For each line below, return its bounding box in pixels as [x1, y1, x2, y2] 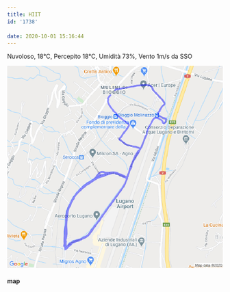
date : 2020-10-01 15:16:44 [7, 33, 84, 40]
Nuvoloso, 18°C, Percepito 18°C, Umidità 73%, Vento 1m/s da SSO [7, 52, 193, 61]
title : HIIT [7, 11, 41, 18]
